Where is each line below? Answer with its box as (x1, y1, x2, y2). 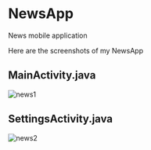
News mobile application (8, 31, 88, 40)
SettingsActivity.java (8, 112, 113, 126)
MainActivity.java (8, 68, 96, 82)
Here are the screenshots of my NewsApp (8, 46, 144, 55)
